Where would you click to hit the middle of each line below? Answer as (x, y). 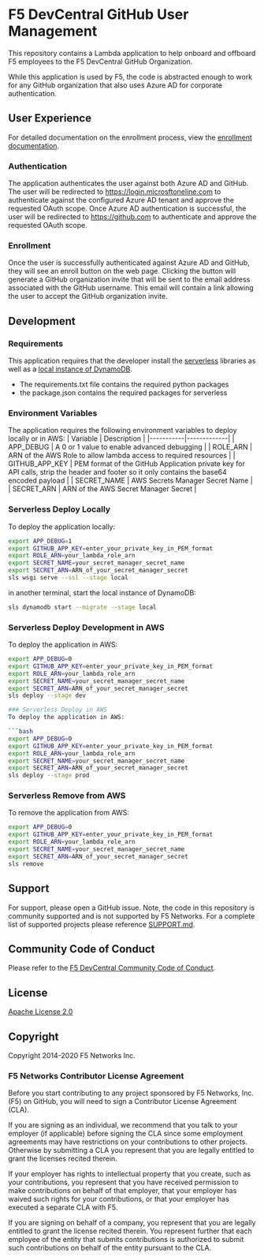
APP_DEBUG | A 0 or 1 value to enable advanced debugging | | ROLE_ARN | (130, 447)
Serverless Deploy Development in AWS (86, 627)
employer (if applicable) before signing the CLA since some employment (126, 1134)
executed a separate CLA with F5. (63, 1207)
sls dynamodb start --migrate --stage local (82, 607)
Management (53, 31)
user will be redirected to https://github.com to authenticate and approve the (132, 217)
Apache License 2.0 (41, 1012)
